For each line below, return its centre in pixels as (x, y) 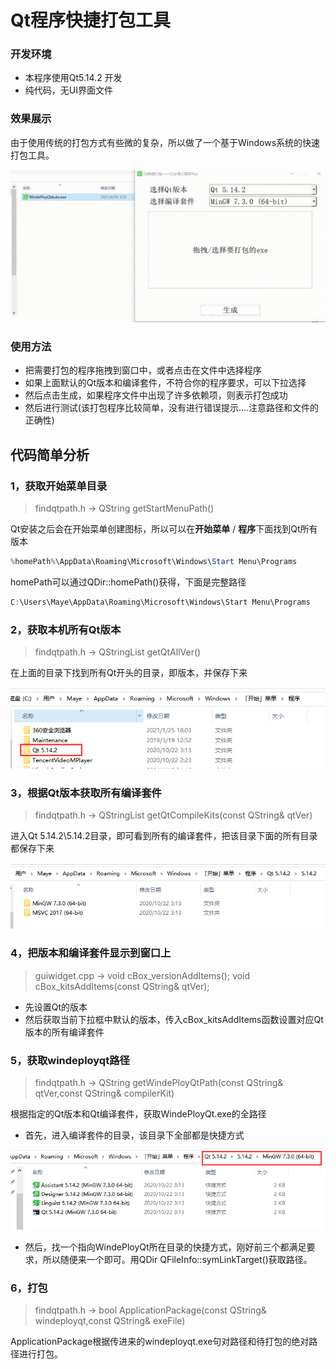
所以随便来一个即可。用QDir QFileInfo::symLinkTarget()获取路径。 (177, 1259)
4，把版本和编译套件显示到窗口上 (91, 953)
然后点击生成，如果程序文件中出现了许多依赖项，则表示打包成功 (156, 395)
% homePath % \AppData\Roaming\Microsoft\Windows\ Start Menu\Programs (154, 561)
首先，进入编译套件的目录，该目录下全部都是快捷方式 (134, 1135)
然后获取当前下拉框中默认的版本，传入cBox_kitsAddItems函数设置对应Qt (174, 1019)
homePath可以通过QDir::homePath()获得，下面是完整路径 (128, 582)
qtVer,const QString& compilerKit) (104, 1093)
